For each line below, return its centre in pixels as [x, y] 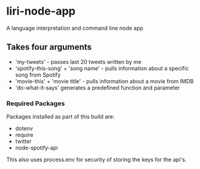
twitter [23, 142]
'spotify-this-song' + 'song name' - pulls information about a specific [102, 68]
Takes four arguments [49, 47]
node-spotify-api [36, 148]
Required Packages [36, 103]
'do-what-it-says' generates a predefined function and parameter [98, 88]
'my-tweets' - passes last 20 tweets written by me [78, 61]
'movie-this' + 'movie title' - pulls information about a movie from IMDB [104, 81]
